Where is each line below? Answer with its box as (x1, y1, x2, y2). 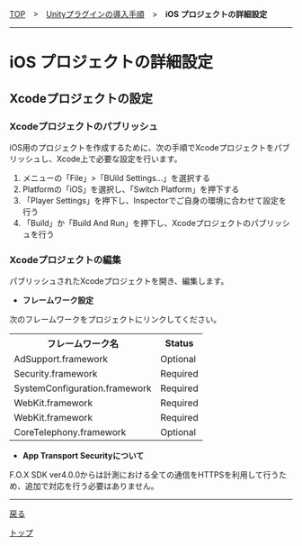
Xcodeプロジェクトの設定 (9, 90, 153, 106)
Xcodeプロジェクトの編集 (9, 253, 121, 266)
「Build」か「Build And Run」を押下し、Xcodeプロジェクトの (22, 217, 252, 228)
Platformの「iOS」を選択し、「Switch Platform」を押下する (22, 184, 240, 195)
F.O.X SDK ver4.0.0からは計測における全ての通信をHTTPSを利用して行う (9, 469, 280, 480)
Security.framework (13, 368, 98, 380)
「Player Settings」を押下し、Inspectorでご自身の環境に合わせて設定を (22, 195, 287, 205)
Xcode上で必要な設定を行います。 (56, 153, 182, 164)
